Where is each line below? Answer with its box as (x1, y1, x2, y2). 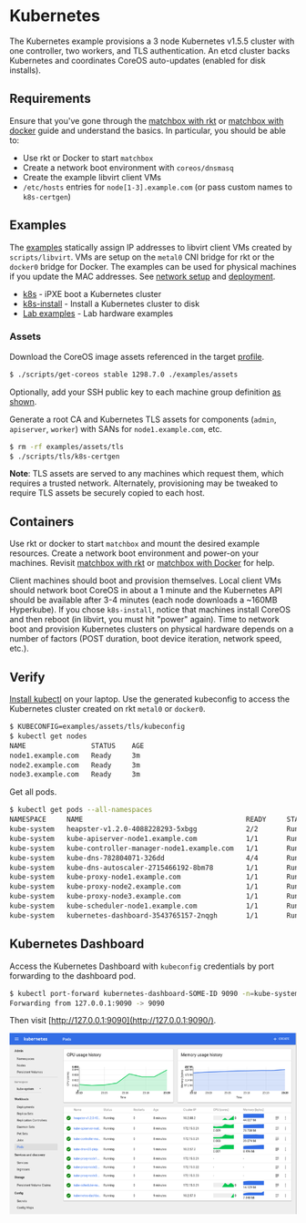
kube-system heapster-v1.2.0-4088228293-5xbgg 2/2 (9, 825, 259, 834)
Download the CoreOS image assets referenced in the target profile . (9, 351, 265, 362)
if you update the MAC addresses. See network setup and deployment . (9, 271, 276, 282)
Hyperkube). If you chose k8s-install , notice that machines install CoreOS (9, 604, 291, 615)
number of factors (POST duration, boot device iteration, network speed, (9, 633, 282, 644)
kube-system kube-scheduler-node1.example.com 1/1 (9, 901, 259, 911)
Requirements (9, 91, 91, 107)
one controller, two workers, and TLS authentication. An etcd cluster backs (9, 45, 291, 56)
